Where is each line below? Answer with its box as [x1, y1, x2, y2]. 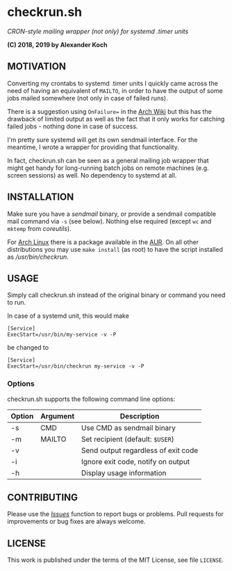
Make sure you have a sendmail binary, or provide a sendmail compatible [7, 210, 217, 218]
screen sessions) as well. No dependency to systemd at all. [7, 171, 177, 179]
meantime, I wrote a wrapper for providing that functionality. [7, 143, 179, 151]
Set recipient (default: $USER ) [81, 434, 175, 444]
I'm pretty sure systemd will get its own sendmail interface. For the [7, 135, 198, 144]
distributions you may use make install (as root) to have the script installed [7, 245, 224, 253]
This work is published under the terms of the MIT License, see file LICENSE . [7, 556, 224, 564]
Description [119, 411, 160, 420]
